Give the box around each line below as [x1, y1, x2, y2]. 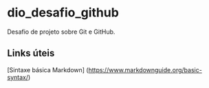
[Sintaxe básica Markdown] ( [7, 65, 89, 74]
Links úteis [7, 47, 55, 59]
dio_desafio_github [7, 5, 119, 21]
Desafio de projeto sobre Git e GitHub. [7, 27, 115, 36]
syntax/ [7, 73, 29, 81]
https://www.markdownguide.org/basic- [88, 65, 203, 74]
